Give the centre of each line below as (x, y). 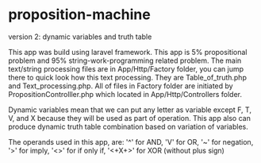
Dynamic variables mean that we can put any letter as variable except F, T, (130, 110)
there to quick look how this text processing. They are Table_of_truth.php (128, 77)
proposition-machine (79, 15)
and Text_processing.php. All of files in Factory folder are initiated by (121, 86)
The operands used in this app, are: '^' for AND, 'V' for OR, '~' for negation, (131, 142)
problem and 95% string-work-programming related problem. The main (125, 60)
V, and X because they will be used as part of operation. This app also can (130, 118)
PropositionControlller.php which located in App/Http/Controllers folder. (125, 94)
